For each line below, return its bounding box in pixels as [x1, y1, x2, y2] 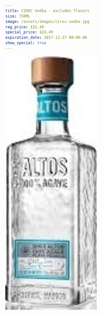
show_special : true [5, 41, 47, 46]
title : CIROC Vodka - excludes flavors [5, 8, 90, 13]
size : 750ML [5, 13, 30, 19]
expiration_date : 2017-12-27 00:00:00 [5, 35, 87, 40]
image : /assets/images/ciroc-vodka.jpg [5, 19, 90, 24]
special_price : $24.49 [5, 30, 53, 35]
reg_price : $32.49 [5, 24, 44, 30]
